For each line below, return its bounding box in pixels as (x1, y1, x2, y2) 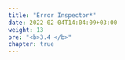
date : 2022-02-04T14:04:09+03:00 (8, 19, 118, 26)
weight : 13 (8, 26, 44, 34)
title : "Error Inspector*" (8, 11, 97, 19)
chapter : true (8, 41, 55, 48)
